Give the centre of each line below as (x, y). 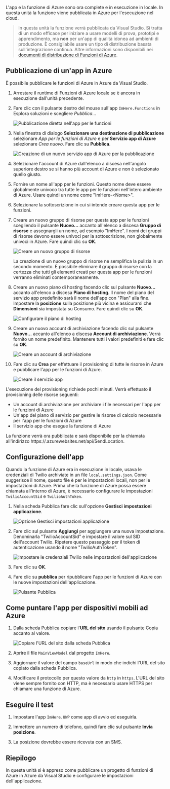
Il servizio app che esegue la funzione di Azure (62, 426)
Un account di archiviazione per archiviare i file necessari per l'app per (87, 404)
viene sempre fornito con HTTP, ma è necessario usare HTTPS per (83, 684)
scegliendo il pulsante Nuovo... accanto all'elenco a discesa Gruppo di (87, 225)
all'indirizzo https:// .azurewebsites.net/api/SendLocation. (65, 441)
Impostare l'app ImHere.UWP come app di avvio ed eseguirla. (75, 717)
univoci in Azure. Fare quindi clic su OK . (55, 241)
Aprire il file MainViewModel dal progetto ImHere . (62, 653)
